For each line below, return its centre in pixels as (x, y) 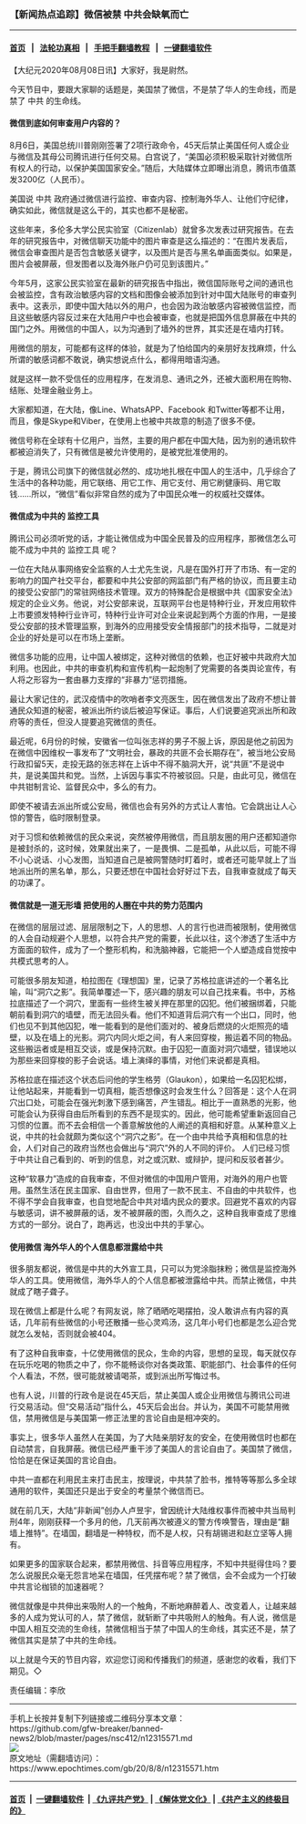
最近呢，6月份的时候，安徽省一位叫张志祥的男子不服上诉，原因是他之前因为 (152, 741)
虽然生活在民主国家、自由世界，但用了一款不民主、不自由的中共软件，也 (161, 1190)
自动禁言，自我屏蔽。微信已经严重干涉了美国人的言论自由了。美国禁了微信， (153, 1449)
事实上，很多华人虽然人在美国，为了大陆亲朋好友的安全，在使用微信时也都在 (153, 1438)
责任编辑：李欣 (37, 1690)
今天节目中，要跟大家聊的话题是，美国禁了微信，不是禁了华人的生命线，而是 (153, 89)
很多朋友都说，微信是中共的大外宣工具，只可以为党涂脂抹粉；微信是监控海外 (153, 1269)
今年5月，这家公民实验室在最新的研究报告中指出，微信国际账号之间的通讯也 (152, 283)
